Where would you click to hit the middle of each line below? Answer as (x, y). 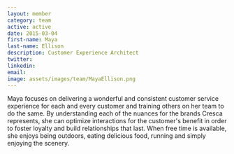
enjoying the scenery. (38, 143)
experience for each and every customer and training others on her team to (116, 106)
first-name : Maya (32, 40)
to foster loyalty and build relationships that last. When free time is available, (117, 128)
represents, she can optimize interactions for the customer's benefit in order (117, 121)
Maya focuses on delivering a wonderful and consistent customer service (113, 99)
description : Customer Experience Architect (73, 53)
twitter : (20, 59)
